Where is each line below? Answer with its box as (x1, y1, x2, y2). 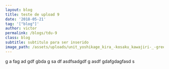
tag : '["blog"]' (5, 21, 39, 26)
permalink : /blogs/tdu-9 (5, 30, 57, 35)
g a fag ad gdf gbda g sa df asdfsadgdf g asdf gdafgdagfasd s (5, 58, 135, 64)
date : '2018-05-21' (5, 16, 46, 21)
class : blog (5, 35, 30, 40)
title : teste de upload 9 (5, 12, 59, 17)
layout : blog (5, 7, 33, 12)
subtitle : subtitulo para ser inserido (5, 40, 89, 45)
